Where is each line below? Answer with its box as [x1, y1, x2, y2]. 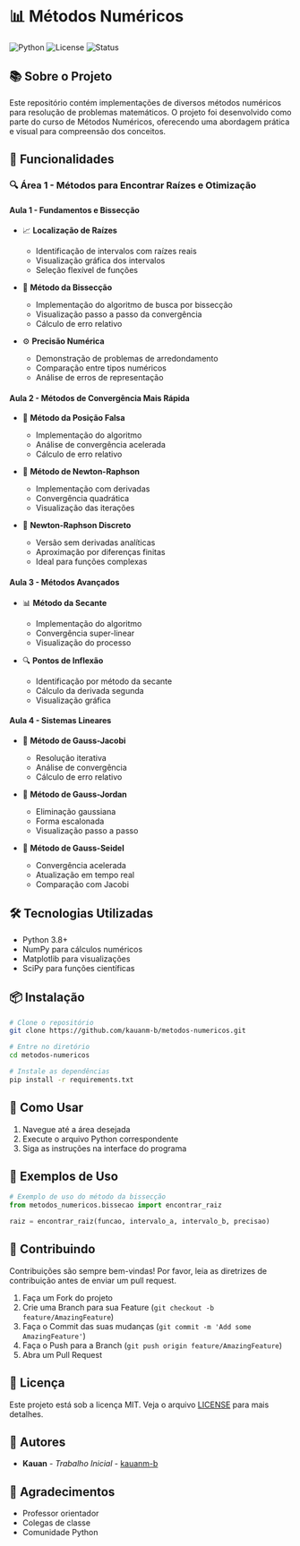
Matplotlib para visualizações [21, 953, 131, 964]
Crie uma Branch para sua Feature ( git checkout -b [21, 1302, 215, 1312]
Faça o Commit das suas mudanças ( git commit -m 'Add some [21, 1320, 252, 1331]
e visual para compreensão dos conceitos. [9, 125, 167, 136]
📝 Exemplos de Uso [9, 1168, 119, 1183]
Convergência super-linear [35, 628, 135, 638]
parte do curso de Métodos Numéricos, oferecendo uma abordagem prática [9, 116, 290, 127]
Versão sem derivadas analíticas [35, 537, 156, 548]
